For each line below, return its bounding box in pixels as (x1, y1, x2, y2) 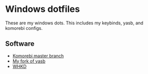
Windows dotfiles (5, 3, 80, 15)
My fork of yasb (12, 58, 46, 64)
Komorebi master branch (12, 53, 64, 59)
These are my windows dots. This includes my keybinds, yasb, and (5, 20, 144, 26)
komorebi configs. (5, 25, 43, 31)
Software (5, 40, 35, 48)
